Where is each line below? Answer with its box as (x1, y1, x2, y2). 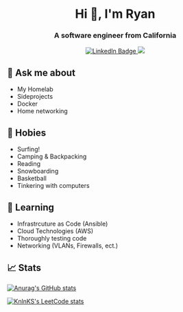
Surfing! (16, 145, 40, 154)
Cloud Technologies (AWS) (16, 226, 94, 235)
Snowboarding (16, 167, 59, 176)
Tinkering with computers (16, 182, 90, 190)
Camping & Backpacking (16, 152, 87, 160)
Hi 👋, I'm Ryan (75, 6, 156, 22)
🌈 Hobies (7, 127, 47, 139)
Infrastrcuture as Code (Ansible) (16, 219, 108, 228)
